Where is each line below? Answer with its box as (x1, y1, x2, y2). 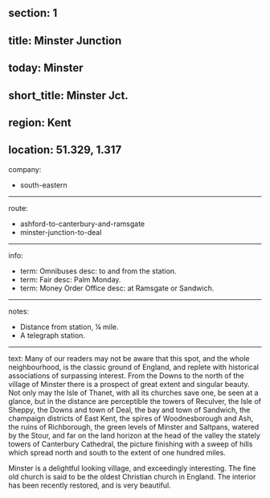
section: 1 (8, 6, 58, 20)
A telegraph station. (19, 330, 86, 340)
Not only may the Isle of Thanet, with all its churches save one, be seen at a (8, 388, 259, 397)
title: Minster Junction (8, 34, 122, 47)
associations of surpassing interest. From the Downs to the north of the (8, 370, 244, 381)
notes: (8, 306, 30, 316)
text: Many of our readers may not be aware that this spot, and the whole (8, 353, 250, 363)
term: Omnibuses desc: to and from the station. (19, 265, 177, 276)
